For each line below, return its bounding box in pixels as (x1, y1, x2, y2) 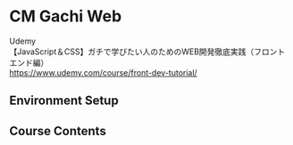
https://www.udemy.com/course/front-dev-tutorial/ (9, 67, 198, 77)
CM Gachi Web (9, 6, 122, 27)
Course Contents (9, 123, 107, 139)
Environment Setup (9, 93, 119, 109)
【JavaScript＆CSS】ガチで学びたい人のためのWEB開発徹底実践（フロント (9, 46, 286, 57)
